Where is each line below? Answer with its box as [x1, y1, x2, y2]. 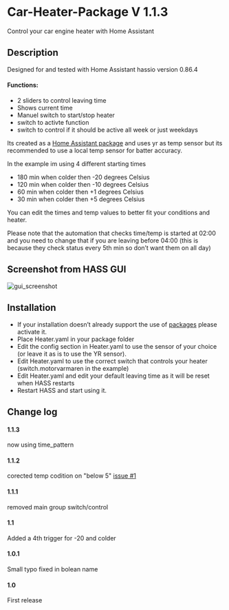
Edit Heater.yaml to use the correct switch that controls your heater [17, 356, 208, 365]
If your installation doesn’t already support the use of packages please [17, 320, 218, 328]
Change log [7, 406, 58, 418]
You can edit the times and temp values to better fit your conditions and [7, 208, 210, 216]
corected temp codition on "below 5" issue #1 [7, 471, 136, 480]
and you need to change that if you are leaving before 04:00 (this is [7, 236, 199, 245]
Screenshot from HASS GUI [7, 263, 127, 276]
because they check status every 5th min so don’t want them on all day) [7, 243, 211, 252]
